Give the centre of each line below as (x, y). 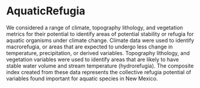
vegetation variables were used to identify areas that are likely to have (93, 59)
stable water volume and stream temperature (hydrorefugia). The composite (100, 66)
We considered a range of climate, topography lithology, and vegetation (95, 28)
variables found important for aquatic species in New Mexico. (82, 78)
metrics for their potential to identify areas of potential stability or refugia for (100, 34)
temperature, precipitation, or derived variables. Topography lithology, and (98, 53)
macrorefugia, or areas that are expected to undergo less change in (90, 47)
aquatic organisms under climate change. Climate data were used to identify (100, 40)
